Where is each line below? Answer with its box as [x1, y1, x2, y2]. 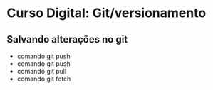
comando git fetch [16, 74, 71, 83]
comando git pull [16, 67, 67, 75]
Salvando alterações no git [6, 33, 128, 45]
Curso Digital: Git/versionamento [6, 5, 207, 21]
